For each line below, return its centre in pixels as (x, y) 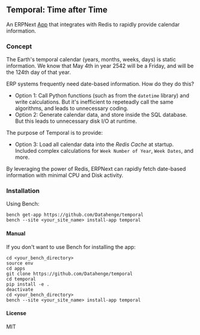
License (17, 313)
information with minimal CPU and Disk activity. (65, 175)
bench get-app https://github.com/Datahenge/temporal (75, 215)
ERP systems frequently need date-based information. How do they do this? (100, 84)
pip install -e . (28, 284)
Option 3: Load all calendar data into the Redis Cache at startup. (94, 144)
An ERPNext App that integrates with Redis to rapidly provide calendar (93, 24)
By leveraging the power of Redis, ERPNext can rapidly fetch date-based (96, 169)
